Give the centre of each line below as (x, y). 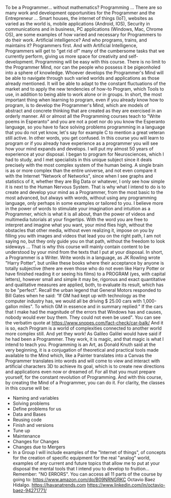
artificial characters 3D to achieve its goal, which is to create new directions (85, 366)
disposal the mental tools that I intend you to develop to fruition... (81, 469)
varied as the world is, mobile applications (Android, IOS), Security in (78, 24)
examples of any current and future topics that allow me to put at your (86, 463)
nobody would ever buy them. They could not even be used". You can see (83, 317)
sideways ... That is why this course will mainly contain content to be (77, 247)
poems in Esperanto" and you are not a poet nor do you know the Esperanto (85, 122)
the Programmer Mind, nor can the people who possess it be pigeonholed (83, 67)
